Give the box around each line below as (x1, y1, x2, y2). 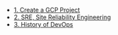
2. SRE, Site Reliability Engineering (13, 13, 111, 21)
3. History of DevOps (13, 21, 73, 28)
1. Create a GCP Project (13, 6, 80, 14)
